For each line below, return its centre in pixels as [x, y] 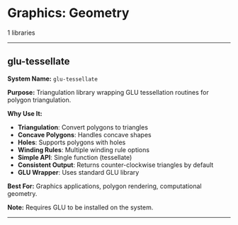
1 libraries [21, 33]
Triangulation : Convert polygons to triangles [83, 127]
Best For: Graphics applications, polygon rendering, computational [104, 186]
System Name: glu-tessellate [52, 79]
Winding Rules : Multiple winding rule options [84, 149]
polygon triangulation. [39, 100]
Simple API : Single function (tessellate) [75, 157]
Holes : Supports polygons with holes [72, 142]
